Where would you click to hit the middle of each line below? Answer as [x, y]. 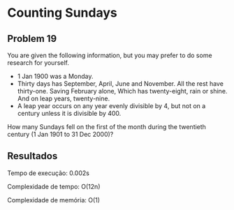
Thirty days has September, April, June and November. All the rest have [120, 84]
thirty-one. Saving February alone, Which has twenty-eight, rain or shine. [122, 91]
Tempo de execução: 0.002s [48, 173]
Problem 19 [32, 39]
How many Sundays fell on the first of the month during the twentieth [107, 127]
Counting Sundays [62, 13]
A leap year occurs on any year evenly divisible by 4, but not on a [111, 106]
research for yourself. [38, 63]
